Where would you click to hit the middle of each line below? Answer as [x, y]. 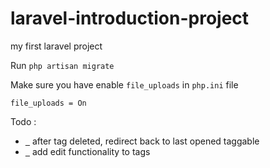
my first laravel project [56, 46]
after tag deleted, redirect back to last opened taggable [145, 141]
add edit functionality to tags [91, 151]
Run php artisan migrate [62, 65]
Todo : [23, 121]
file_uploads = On [48, 103]
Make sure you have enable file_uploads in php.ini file [124, 84]
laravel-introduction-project [130, 18]
